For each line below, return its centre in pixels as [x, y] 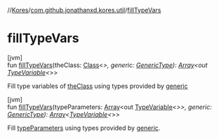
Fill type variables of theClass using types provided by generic [98, 86]
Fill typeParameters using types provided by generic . [84, 128]
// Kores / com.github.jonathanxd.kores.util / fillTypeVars [84, 10]
